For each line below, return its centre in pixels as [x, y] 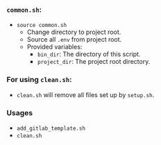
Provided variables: [54, 47]
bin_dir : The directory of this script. [89, 54]
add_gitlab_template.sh [51, 128]
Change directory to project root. [74, 32]
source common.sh [42, 26]
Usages [19, 112]
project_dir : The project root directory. [94, 62]
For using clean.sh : [39, 80]
